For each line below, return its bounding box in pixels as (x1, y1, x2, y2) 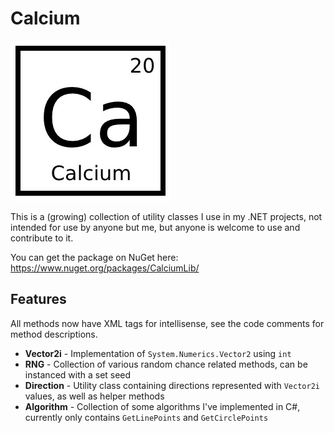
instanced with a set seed (24, 368, 132, 381)
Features (10, 291, 67, 308)
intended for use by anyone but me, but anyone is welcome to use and (10, 221, 301, 233)
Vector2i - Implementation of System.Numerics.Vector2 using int (24, 347, 292, 359)
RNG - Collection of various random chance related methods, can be (24, 358, 308, 370)
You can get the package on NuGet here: (10, 251, 179, 263)
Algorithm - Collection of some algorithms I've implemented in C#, (24, 400, 301, 412)
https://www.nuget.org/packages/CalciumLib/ (10, 262, 200, 274)
